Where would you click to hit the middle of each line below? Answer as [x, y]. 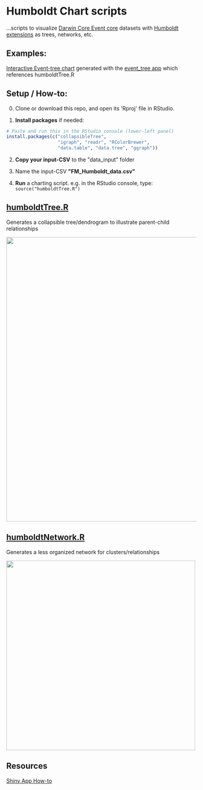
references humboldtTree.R [40, 75]
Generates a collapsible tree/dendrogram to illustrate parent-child [88, 222]
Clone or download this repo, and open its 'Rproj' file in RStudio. [95, 108]
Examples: [27, 54]
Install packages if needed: [50, 120]
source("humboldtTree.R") [47, 189]
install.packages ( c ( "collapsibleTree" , [56, 137]
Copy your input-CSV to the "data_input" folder [75, 160]
